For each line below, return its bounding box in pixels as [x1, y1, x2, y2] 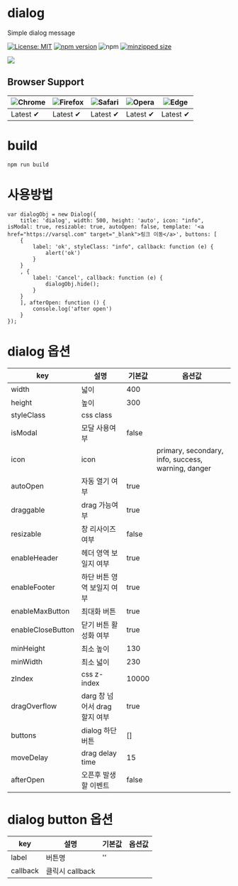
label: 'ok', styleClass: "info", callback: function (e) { [33, 243, 214, 250]
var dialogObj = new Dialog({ [7, 211, 97, 218]
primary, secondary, [156, 445, 224, 455]
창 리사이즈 [81, 524, 116, 534]
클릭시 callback [45, 866, 96, 876]
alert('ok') [45, 249, 81, 256]
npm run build [7, 161, 50, 168]
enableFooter [11, 582, 55, 592]
